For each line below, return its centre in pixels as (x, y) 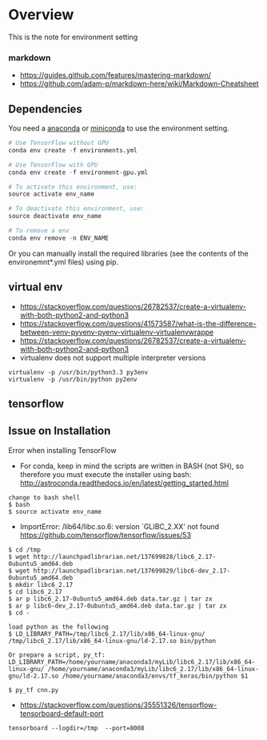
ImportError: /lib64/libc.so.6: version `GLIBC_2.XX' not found (120, 526)
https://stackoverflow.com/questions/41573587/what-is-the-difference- (138, 323)
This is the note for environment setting (73, 37)
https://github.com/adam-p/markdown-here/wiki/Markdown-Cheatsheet (139, 84)
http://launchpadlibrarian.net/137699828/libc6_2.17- (125, 556)
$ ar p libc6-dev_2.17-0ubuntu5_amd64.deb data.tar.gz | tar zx (118, 606)
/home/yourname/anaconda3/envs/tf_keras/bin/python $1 (155, 676)
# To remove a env (39, 231)
